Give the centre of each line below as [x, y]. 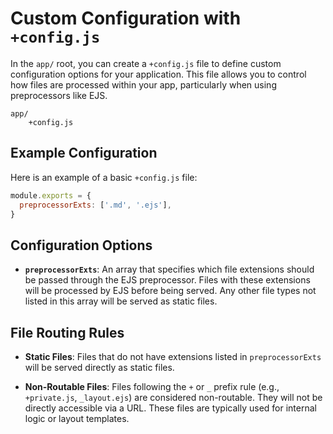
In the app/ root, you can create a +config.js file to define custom [146, 63]
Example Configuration [84, 153]
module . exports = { [51, 195]
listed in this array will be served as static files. [121, 301]
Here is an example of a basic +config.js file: [104, 177]
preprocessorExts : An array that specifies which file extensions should [169, 269]
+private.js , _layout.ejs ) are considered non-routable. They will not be [173, 397]
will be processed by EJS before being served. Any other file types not [170, 291]
